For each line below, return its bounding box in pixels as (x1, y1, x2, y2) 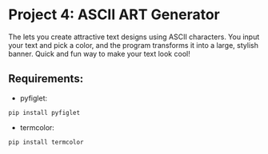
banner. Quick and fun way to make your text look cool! (8, 49, 190, 58)
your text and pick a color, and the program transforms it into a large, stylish (8, 40, 258, 49)
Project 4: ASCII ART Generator (8, 6, 220, 24)
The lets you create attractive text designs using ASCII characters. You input (8, 32, 260, 41)
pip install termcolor (8, 138, 84, 146)
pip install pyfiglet (8, 109, 81, 116)
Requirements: (8, 72, 84, 85)
